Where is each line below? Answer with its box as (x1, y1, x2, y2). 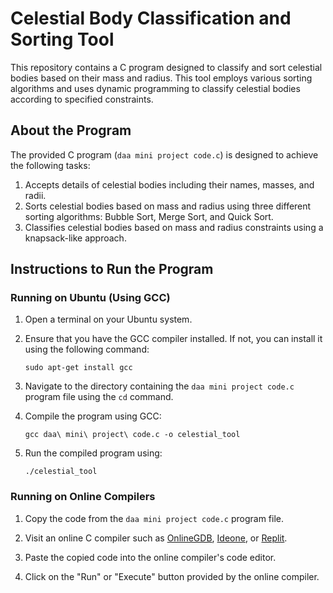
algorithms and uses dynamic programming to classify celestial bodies (10, 82, 301, 94)
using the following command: (24, 343, 150, 356)
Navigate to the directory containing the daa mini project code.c (24, 380, 295, 392)
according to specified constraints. (10, 93, 154, 105)
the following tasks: (10, 159, 91, 171)
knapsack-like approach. (24, 232, 127, 244)
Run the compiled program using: (24, 447, 163, 459)
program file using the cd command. (24, 391, 174, 403)
